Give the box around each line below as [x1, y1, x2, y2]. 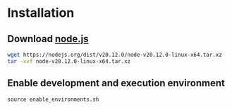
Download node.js [7, 33, 90, 45]
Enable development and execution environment [7, 77, 226, 89]
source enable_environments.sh [7, 96, 99, 103]
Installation [7, 5, 75, 21]
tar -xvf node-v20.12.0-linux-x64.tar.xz [7, 57, 131, 64]
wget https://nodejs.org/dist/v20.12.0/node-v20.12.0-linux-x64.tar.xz [7, 51, 222, 58]
